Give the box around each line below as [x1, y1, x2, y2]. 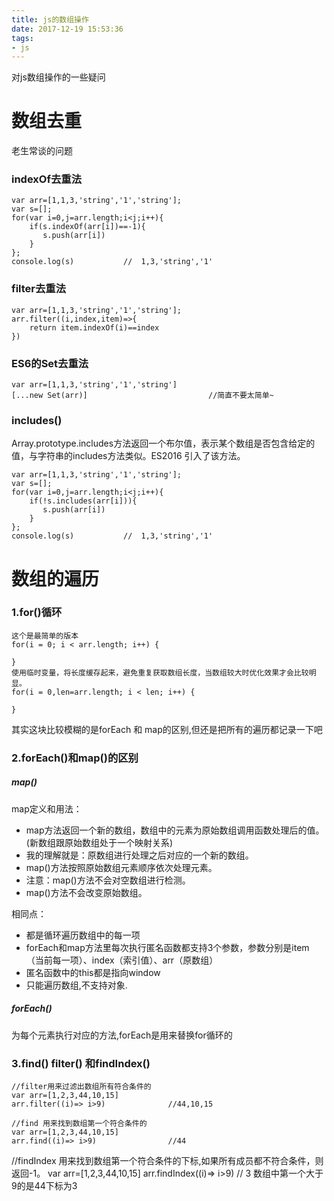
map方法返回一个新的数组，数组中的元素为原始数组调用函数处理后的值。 [25, 824, 325, 836]
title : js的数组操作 [11, 14, 89, 25]
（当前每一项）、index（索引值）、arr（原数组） [25, 954, 219, 966]
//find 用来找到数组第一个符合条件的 [11, 1119, 148, 1129]
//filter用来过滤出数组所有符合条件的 [11, 1082, 152, 1092]
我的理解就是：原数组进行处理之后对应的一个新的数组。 [25, 849, 254, 861]
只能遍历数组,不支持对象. [25, 979, 128, 991]
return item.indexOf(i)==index [29, 322, 160, 333]
